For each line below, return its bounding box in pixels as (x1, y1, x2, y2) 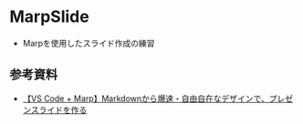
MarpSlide (9, 6, 89, 27)
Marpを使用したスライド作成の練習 (22, 37, 155, 48)
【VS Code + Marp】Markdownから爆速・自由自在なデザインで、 (22, 93, 269, 104)
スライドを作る (30, 104, 88, 115)
